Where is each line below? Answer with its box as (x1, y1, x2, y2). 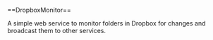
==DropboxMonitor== (7, 6, 72, 14)
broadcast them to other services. (7, 27, 106, 34)
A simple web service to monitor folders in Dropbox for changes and (7, 19, 206, 27)
